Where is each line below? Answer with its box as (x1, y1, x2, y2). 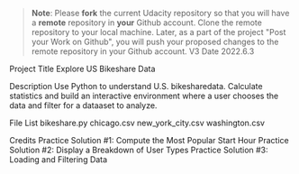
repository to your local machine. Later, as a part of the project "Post (31, 27, 286, 37)
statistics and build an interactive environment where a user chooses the (9, 90, 279, 101)
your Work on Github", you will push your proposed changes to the (31, 36, 279, 47)
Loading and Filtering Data (9, 154, 108, 165)
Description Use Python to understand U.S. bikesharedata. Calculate (9, 81, 263, 91)
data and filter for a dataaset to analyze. (9, 100, 158, 111)
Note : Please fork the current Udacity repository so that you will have (31, 8, 290, 18)
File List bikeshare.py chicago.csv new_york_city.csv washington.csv (9, 117, 266, 128)
